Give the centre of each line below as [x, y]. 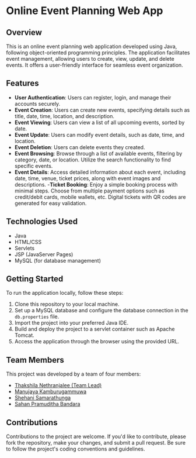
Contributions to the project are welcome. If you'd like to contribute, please [96, 436]
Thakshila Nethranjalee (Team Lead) [58, 385]
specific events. [34, 166]
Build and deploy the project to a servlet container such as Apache [94, 329]
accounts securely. [37, 104]
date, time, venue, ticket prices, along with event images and [87, 178]
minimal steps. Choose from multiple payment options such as [89, 191]
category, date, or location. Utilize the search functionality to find [92, 160]
